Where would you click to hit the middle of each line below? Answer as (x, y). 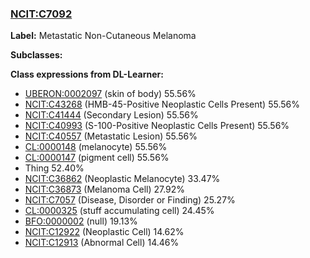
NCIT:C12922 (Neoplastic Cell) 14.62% (104, 232)
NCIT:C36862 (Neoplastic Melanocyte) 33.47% (122, 179)
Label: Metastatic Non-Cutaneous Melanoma (103, 36)
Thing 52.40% (54, 168)
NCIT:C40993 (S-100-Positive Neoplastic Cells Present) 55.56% (157, 126)
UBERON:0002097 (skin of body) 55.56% (110, 94)
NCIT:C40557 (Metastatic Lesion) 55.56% (111, 136)
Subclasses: (36, 55)
